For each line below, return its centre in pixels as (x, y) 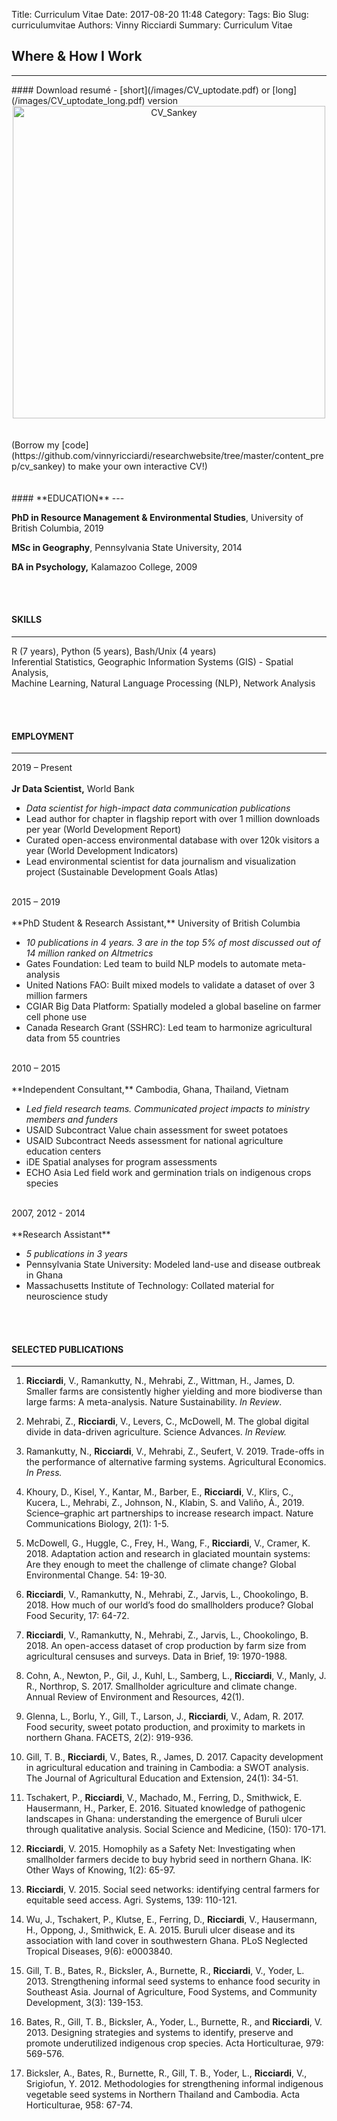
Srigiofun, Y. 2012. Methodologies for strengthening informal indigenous (174, 2084)
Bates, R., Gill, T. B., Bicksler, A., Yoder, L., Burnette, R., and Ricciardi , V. (174, 2022)
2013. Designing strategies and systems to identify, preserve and (159, 2033)
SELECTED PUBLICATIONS (67, 1349)
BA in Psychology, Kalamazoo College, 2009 (104, 566)
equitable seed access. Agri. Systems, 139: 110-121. (131, 1900)
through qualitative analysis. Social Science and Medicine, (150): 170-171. (176, 1830)
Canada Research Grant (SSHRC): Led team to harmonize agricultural (169, 1028)
